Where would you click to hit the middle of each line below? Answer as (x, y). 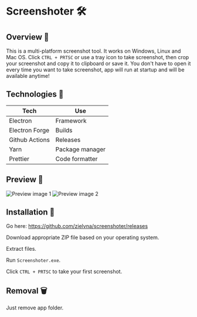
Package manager (80, 149)
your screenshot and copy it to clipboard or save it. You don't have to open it (98, 63)
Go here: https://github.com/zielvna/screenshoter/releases (77, 226)
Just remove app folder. (35, 308)
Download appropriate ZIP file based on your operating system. (83, 237)
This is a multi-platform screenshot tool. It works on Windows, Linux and (94, 51)
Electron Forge (29, 130)
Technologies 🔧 (35, 94)
